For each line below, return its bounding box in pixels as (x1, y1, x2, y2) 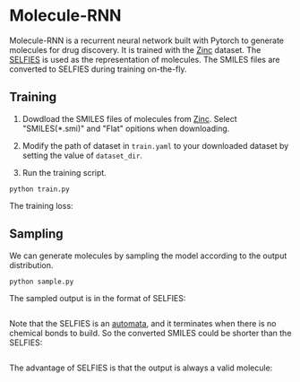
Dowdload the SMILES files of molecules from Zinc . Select (21, 113, 237, 124)
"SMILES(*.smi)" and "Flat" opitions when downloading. (21, 123, 230, 134)
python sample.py (9, 277, 74, 286)
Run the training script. (21, 167, 107, 178)
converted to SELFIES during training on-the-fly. (9, 64, 187, 74)
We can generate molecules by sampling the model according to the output (9, 250, 287, 261)
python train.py (9, 185, 70, 194)
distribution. (9, 259, 54, 270)
